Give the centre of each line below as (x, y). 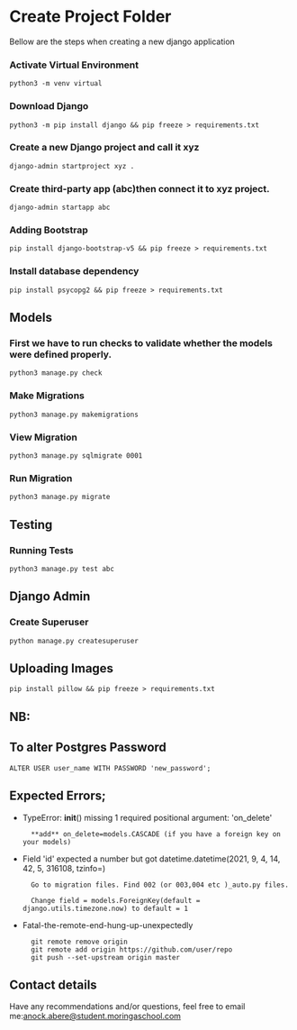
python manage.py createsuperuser (74, 641)
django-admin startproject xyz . (72, 166)
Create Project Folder (90, 17)
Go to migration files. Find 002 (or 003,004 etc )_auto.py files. (160, 885)
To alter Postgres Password (88, 747)
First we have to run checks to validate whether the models (141, 343)
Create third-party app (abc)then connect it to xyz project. (139, 188)
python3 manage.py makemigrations (74, 415)
